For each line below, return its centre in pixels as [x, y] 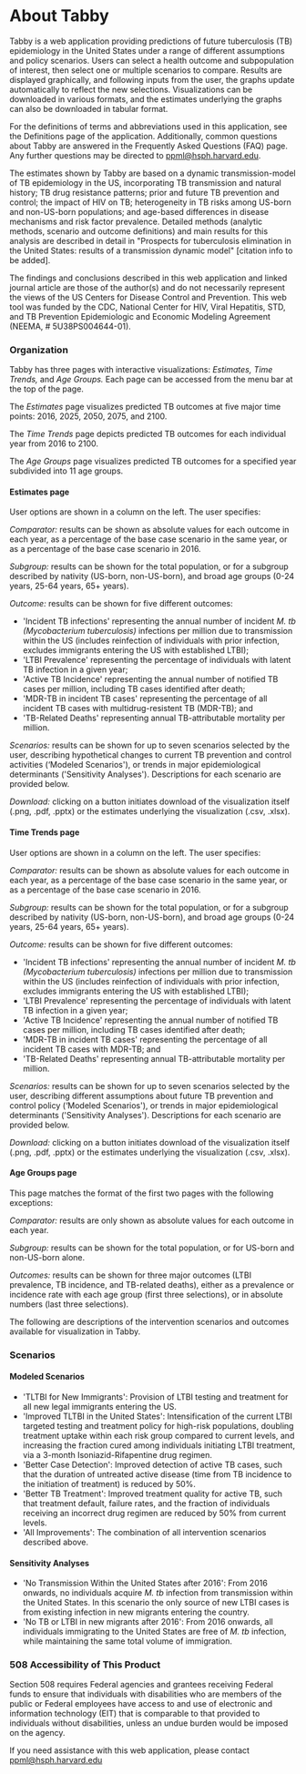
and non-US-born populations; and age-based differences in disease [139, 211]
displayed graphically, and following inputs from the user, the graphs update [152, 79]
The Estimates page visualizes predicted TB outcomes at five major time [145, 407]
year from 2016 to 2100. [54, 443]
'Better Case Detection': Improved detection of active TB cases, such [152, 1464]
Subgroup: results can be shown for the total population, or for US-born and [152, 1248]
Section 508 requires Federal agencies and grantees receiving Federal [141, 1685]
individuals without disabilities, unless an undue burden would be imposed [149, 1723]
